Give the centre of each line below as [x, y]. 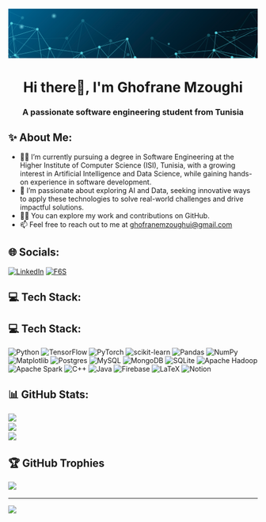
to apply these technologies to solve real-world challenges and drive [131, 199]
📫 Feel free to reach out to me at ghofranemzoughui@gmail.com [126, 224]
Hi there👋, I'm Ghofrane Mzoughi [133, 87]
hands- [240, 173]
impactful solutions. [52, 207]
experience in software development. [91, 182]
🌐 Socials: [34, 253]
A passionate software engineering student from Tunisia [133, 112]
